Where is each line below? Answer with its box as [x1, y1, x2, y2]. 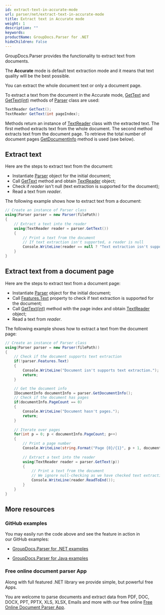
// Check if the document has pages [14, 395, 89, 400]
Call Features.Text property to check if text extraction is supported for [12, 295, 154, 301]
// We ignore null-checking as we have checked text [31, 473, 141, 478]
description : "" [5, 26, 38, 31]
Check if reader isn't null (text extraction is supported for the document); [12, 183, 160, 189]
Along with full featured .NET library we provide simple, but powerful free [5, 579, 153, 585]
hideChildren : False [5, 39, 48, 44]
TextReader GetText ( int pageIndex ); [5, 111, 80, 116]
